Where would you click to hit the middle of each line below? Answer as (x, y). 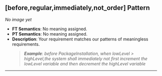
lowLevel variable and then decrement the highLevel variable (85, 63)
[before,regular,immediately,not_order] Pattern (78, 8)
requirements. (26, 44)
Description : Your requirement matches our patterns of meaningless (80, 39)
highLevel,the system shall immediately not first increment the (86, 58)
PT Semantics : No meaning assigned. (50, 34)
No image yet (18, 19)
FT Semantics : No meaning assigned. (50, 29)
